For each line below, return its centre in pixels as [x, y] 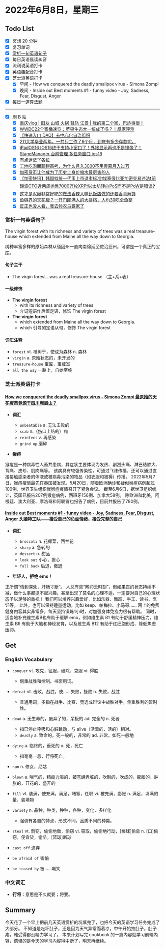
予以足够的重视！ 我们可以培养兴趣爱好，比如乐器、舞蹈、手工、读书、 [81, 599]
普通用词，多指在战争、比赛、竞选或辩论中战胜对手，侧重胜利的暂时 [88, 702]
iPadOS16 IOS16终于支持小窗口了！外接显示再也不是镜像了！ [81, 148]
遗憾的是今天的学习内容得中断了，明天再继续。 [61, 941]
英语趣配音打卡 [27, 72]
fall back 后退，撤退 [41, 565]
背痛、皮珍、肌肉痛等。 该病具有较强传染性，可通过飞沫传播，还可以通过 [79, 471]
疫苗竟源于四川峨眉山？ [33, 403]
